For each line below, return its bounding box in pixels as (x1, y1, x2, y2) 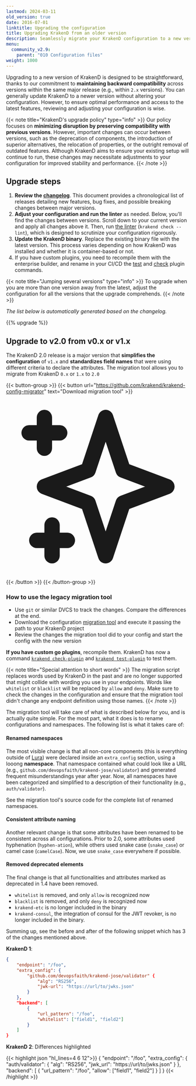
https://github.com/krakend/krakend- (96, 382, 185, 389)
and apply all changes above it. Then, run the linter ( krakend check (14, 223, 174, 230)
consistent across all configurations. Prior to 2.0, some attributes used (6, 835, 175, 842)
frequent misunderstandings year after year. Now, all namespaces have (6, 772, 177, 779)
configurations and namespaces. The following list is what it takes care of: (6, 721, 185, 728)
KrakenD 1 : (6, 946, 33, 953)
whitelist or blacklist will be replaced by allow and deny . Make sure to (6, 685, 179, 692)
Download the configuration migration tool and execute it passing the (14, 618, 181, 626)
